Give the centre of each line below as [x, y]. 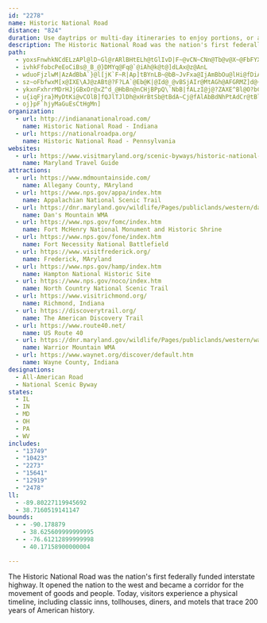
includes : [25, 444]
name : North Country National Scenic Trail [96, 289]
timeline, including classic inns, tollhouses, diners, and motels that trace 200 [133, 602]
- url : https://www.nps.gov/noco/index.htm [88, 281]
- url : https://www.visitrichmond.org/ [81, 296]
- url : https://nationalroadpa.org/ [76, 133]
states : [21, 392]
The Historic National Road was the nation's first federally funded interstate [132, 576]
